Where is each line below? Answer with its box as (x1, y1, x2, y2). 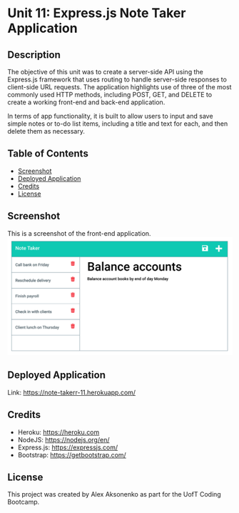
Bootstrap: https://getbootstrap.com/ (17, 450, 126, 459)
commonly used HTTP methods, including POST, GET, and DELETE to (7, 91, 213, 99)
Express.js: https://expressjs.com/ (17, 443, 118, 452)
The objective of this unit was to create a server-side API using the (7, 68, 203, 76)
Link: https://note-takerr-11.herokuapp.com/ (7, 388, 136, 397)
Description (7, 49, 61, 61)
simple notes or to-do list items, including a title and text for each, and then (7, 119, 228, 128)
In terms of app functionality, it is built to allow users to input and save (7, 112, 213, 120)
